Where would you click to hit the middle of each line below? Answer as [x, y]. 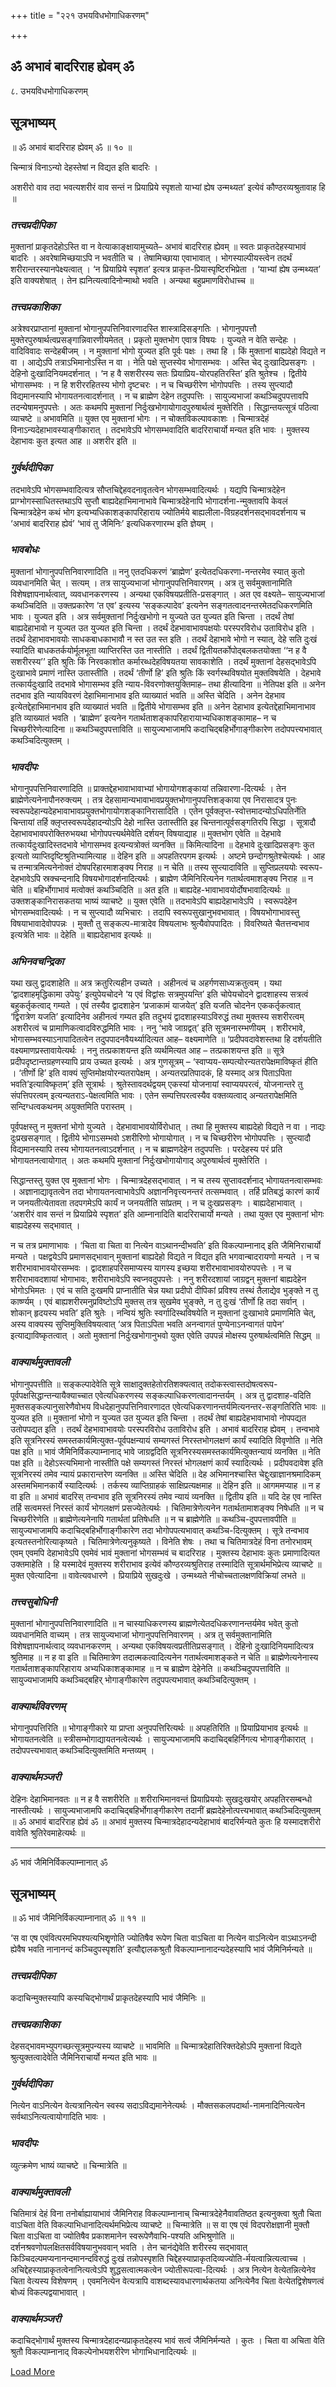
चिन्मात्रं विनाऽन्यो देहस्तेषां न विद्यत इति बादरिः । [84, 167]
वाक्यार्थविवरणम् [38, 1706]
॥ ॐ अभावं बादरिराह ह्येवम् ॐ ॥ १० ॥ [71, 147]
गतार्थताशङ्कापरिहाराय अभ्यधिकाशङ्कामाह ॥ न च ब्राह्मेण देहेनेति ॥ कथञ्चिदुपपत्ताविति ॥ [150, 1668]
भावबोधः [25, 550]
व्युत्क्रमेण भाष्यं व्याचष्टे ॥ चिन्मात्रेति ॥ [68, 2165]
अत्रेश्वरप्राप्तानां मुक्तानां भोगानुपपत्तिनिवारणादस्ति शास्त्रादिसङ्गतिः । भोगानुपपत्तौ [133, 329]
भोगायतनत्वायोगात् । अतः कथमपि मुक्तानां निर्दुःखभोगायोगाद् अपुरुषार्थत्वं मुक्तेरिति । [139, 1161]
